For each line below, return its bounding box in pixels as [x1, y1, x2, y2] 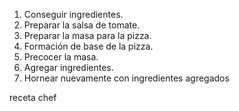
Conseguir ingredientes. [23, 9, 124, 20]
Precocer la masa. [23, 51, 99, 63]
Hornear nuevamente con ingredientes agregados [23, 72, 230, 84]
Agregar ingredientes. [23, 62, 114, 73]
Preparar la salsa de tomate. [23, 19, 141, 31]
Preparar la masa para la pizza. [23, 30, 152, 41]
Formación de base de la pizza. [23, 40, 154, 52]
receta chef [9, 92, 57, 103]
